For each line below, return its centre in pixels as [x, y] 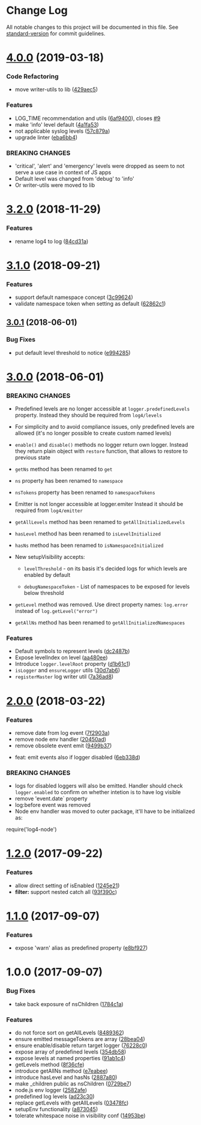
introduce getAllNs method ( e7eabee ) [61, 1071]
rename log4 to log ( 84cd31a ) [52, 241]
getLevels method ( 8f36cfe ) [49, 1064]
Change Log [37, 11]
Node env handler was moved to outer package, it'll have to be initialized [105, 812]
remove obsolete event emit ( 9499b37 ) [63, 746]
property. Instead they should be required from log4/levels [88, 415]
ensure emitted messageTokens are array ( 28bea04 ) [80, 1039]
